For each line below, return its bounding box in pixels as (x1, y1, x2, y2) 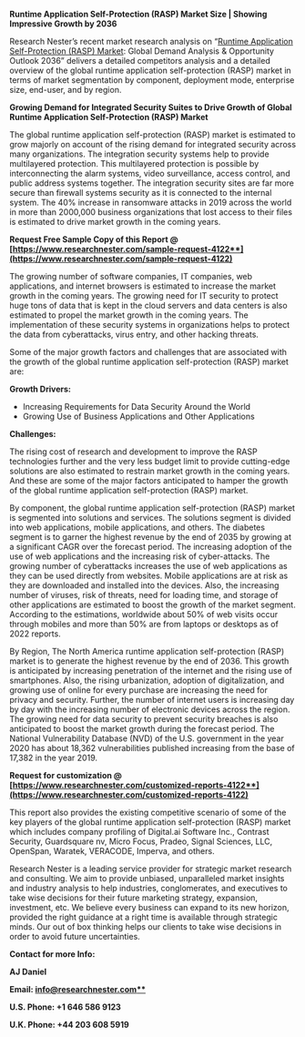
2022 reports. (9, 628, 61, 639)
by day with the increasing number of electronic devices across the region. (9, 704, 290, 715)
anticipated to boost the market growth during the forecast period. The (9, 724, 275, 734)
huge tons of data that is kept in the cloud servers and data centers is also (9, 300, 289, 310)
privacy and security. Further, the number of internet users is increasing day (9, 695, 295, 705)
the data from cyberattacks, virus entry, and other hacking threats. (9, 329, 259, 340)
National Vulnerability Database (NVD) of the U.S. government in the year (9, 733, 284, 744)
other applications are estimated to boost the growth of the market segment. (9, 599, 296, 610)
